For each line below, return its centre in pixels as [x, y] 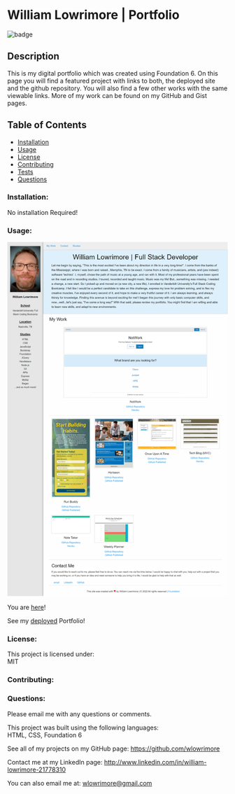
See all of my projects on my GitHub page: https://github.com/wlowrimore [114, 748]
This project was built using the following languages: [83, 727]
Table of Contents [47, 125]
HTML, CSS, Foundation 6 [45, 734]
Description [33, 56]
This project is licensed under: [51, 654]
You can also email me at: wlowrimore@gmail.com [80, 783]
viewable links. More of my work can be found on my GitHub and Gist [107, 95]
